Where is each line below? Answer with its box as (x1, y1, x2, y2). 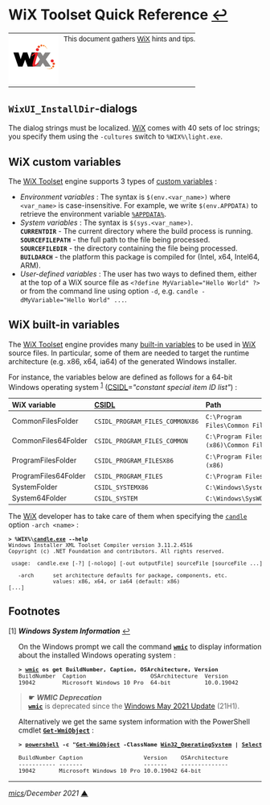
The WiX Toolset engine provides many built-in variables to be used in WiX (8, 339, 256, 349)
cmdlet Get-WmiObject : (18, 725, 94, 735)
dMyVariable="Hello (19, 296, 86, 304)
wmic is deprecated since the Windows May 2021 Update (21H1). (27, 701, 239, 711)
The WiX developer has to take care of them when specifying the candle (8, 511, 247, 521)
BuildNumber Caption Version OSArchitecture (18, 753, 229, 761)
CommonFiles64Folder (11, 435, 88, 445)
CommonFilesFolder (11, 416, 79, 425)
